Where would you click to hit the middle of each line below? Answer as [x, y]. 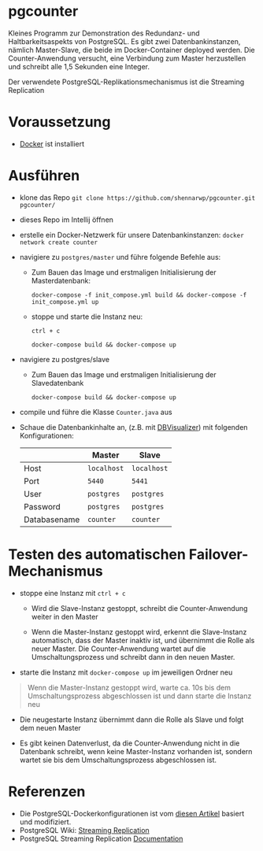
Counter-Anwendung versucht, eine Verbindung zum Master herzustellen [127, 58]
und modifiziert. [45, 822]
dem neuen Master [50, 727]
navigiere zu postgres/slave [65, 359]
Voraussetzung [59, 122]
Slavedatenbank [57, 383]
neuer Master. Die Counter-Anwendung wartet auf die [119, 649]
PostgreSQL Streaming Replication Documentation [101, 838]
